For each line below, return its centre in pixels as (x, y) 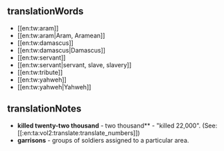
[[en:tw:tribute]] (40, 72)
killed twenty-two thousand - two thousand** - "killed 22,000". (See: (117, 125)
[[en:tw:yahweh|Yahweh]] (54, 87)
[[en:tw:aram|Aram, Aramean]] (61, 35)
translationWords (45, 11)
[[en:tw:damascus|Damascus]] (61, 50)
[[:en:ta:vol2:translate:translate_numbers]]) (78, 133)
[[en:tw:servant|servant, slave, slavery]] (74, 64)
